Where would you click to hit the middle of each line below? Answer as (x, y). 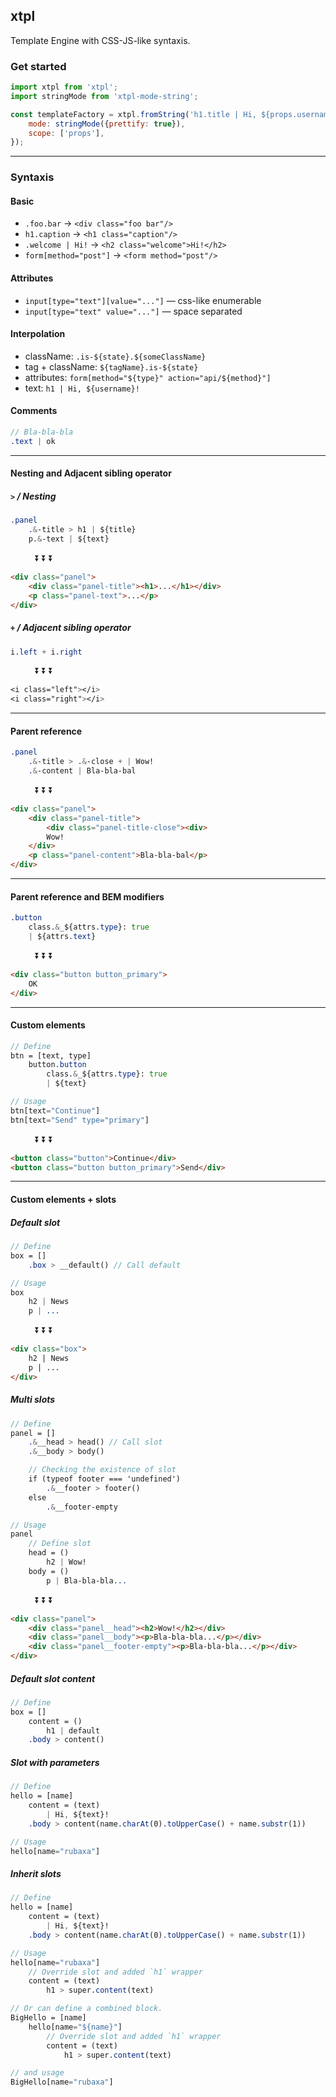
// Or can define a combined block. (86, 2009)
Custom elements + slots (63, 1200)
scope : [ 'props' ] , (66, 133)
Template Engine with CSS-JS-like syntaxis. (100, 40)
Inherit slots (36, 1874)
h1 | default (73, 1730)
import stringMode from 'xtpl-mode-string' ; (104, 96)
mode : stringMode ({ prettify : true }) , (107, 124)
